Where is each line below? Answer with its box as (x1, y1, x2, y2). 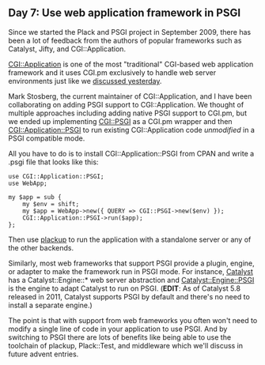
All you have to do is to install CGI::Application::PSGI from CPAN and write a (8, 149, 255, 158)
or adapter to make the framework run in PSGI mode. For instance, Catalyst (8, 266, 253, 276)
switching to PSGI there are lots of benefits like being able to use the (8, 332, 232, 342)
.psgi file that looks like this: (8, 157, 99, 167)
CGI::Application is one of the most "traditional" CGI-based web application (8, 59, 254, 69)
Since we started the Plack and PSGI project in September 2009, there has (8, 27, 252, 36)
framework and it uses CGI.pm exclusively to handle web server (8, 67, 216, 77)
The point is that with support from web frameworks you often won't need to (8, 315, 258, 325)
